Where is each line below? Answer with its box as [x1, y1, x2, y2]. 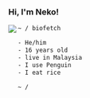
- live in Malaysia [18, 53, 82, 61]
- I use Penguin [18, 61, 72, 69]
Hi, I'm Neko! [8, 6, 60, 18]
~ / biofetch [18, 25, 61, 33]
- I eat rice [18, 69, 61, 76]
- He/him [18, 39, 47, 47]
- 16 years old [18, 46, 68, 54]
